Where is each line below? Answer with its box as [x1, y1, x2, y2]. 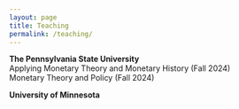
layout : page [9, 12, 58, 22]
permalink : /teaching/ [9, 29, 93, 38]
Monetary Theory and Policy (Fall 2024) [9, 73, 155, 83]
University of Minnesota [9, 90, 100, 100]
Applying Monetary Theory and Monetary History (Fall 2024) [9, 63, 231, 74]
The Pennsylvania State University [9, 54, 140, 65]
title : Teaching [9, 21, 69, 30]
